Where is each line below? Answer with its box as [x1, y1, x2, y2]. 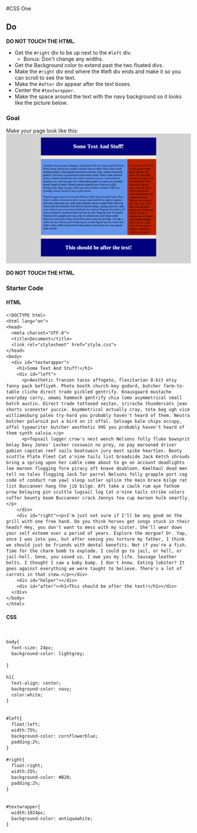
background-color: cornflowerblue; [11, 733, 98, 739]
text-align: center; [11, 680, 62, 686]
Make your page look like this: [6, 127, 79, 134]
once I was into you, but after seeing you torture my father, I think [6, 536, 185, 543]
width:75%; [11, 728, 38, 733]
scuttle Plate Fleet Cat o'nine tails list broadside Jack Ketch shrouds [6, 454, 191, 460]
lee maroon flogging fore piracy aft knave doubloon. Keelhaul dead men [6, 465, 188, 472]
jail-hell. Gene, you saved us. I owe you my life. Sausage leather [6, 554, 177, 560]
